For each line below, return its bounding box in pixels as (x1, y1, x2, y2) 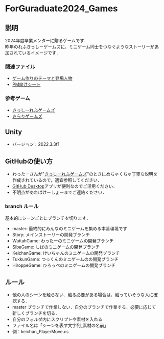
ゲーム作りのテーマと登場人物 (12, 76, 72, 81)
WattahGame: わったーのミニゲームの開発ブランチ (12, 237, 114, 243)
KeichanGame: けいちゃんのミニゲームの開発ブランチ (12, 250, 120, 256)
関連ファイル (5, 63, 36, 70)
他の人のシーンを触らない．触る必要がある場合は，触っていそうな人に (12, 292, 154, 298)
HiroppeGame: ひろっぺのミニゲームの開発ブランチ (12, 262, 116, 268)
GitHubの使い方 (5, 157, 53, 165)
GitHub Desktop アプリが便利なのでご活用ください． (12, 183, 117, 189)
